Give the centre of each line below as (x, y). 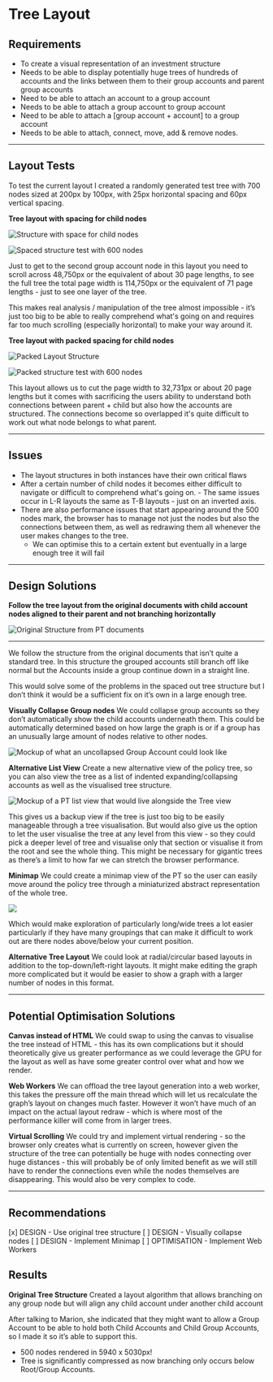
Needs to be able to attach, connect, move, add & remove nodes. (129, 133)
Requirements (45, 44)
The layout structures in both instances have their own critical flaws (134, 475)
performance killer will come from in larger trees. (90, 1121)
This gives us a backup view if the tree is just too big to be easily (117, 817)
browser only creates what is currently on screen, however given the (123, 1145)
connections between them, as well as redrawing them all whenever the (141, 527)
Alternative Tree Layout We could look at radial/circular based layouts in (130, 957)
